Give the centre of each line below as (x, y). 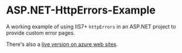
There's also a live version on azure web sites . (62, 44)
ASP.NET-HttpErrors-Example (81, 10)
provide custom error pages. (41, 32)
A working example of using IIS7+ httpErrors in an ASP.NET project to (91, 26)
